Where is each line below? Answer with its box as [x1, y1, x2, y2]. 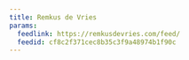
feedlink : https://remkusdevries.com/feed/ [17, 29, 180, 38]
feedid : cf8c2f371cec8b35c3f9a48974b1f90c [17, 37, 177, 47]
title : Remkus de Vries [9, 12, 98, 22]
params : [9, 21, 38, 30]
